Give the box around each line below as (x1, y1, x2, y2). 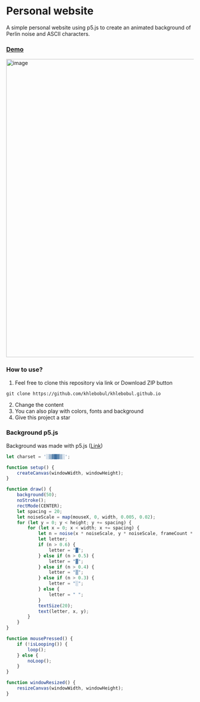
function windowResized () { (6, 680, 76, 686)
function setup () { (6, 464, 55, 471)
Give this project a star (14, 413, 70, 421)
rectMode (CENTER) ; (17, 503, 62, 509)
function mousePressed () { (6, 636, 73, 642)
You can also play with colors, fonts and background (14, 407, 144, 415)
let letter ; (37, 536, 68, 542)
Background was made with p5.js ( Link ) (6, 442, 103, 449)
